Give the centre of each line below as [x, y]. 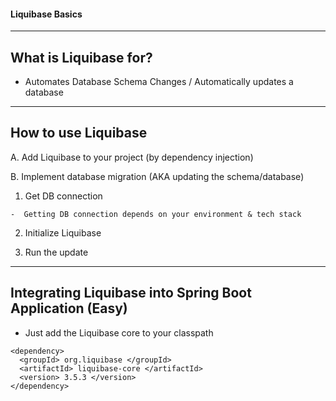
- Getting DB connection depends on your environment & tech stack [156, 214]
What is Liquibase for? [81, 57]
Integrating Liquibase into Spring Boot [131, 293]
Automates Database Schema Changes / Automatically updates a [159, 82]
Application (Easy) [69, 308]
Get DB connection [63, 196]
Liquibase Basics [46, 14]
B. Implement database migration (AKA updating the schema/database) [157, 176]
